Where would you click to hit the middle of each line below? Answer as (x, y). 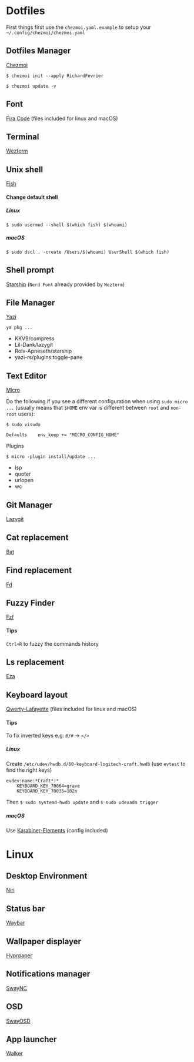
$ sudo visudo (24, 425)
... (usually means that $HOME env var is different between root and (88, 408)
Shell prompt (30, 270)
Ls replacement (35, 662)
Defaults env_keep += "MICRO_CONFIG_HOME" (63, 435)
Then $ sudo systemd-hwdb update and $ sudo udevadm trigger (82, 802)
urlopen (24, 480)
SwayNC (17, 988)
